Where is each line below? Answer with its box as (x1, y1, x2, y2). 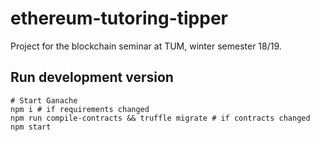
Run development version (10, 69, 174, 86)
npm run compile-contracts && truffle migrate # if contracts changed (10, 113, 311, 123)
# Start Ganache (10, 95, 78, 106)
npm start (10, 122, 52, 132)
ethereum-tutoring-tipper (10, 7, 228, 30)
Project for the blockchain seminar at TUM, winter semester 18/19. (10, 40, 282, 52)
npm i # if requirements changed (10, 104, 150, 114)
